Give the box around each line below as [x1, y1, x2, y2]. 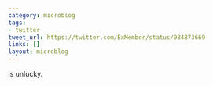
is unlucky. [8, 70, 43, 78]
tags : [8, 19, 26, 27]
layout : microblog [8, 48, 68, 56]
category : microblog [8, 11, 76, 20]
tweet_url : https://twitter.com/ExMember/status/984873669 [8, 33, 206, 41]
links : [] [8, 41, 41, 48]
